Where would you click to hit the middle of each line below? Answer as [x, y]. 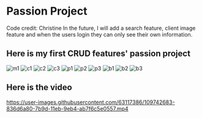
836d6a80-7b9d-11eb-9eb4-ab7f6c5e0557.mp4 [67, 108]
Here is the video [39, 87]
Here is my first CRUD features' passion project [99, 54]
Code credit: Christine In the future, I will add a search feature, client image [101, 28]
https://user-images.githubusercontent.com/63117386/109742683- [91, 102]
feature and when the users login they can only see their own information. [99, 34]
